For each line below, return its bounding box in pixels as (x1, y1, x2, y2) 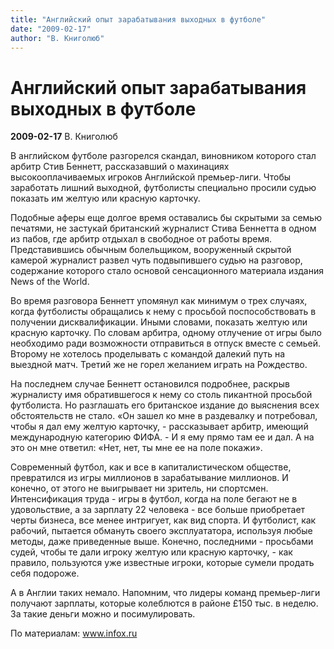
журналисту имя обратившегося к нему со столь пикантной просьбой (10, 389, 313, 401)
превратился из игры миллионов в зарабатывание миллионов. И (10, 472, 289, 484)
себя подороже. (10, 567, 80, 580)
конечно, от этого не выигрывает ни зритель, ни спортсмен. (10, 482, 269, 495)
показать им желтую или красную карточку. (10, 192, 201, 205)
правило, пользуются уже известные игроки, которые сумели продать (10, 557, 315, 569)
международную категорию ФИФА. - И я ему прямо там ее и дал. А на (10, 431, 315, 443)
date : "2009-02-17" (10, 24, 92, 34)
